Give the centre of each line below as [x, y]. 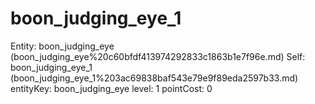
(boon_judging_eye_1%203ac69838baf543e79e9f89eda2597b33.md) [154, 78]
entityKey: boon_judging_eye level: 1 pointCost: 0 [111, 88]
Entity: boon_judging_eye [62, 46]
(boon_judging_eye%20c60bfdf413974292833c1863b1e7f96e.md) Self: [158, 56]
